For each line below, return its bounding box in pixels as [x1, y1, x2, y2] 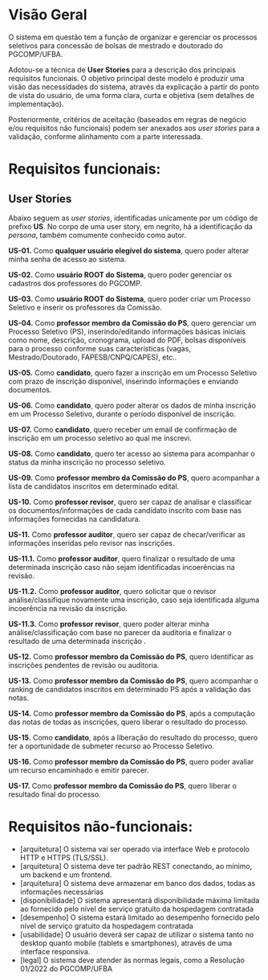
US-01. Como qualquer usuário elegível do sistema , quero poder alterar [8, 245, 250, 255]
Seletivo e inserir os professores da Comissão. [8, 302, 162, 312]
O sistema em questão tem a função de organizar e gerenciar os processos [8, 32, 258, 42]
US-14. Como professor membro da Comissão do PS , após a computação [8, 708, 255, 718]
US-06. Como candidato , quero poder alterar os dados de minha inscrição [8, 400, 257, 410]
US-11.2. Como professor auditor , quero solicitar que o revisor [8, 586, 217, 596]
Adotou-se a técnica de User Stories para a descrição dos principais [8, 64, 237, 74]
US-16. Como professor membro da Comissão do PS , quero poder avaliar [8, 757, 254, 766]
